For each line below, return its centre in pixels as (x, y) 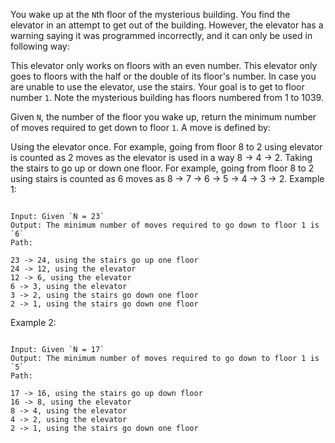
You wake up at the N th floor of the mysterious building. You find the (150, 14)
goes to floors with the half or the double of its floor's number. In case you (163, 76)
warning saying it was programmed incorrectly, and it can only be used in (161, 35)
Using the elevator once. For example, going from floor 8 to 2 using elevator (166, 147)
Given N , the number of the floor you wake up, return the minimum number (163, 117)
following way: (40, 46)
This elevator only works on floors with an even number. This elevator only (164, 65)
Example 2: (33, 322)
